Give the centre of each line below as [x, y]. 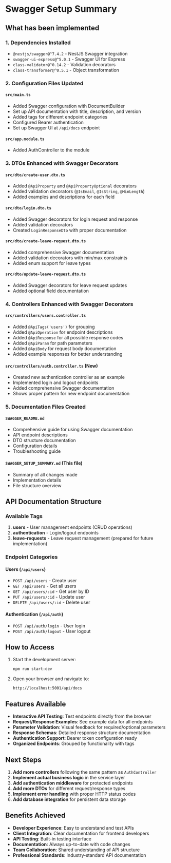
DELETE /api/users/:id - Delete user [51, 602]
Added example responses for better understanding [68, 354]
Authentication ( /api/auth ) [34, 614]
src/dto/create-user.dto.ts [35, 175]
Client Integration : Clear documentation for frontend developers [81, 833]
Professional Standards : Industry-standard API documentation [79, 855]
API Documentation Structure [53, 501]
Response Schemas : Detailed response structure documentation [81, 733]
